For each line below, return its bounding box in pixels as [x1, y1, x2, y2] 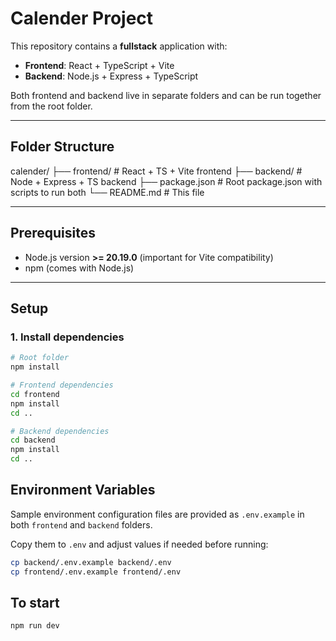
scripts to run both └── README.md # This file [10, 186, 205, 198]
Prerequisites [10, 225, 96, 242]
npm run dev [10, 621, 60, 631]
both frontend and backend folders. [10, 518, 153, 531]
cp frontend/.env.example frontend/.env [10, 567, 182, 577]
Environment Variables [10, 482, 156, 499]
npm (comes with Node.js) [24, 262, 135, 274]
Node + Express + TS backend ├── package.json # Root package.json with [10, 175, 323, 187]
